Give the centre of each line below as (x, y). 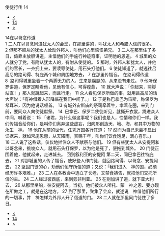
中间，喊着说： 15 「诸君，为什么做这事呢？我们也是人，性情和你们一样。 (79, 118)
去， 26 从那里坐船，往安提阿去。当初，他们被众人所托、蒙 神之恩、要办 (80, 185)
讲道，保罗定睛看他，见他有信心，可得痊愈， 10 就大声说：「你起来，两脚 (82, 87)
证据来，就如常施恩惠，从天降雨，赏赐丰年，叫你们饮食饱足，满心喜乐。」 (79, 136)
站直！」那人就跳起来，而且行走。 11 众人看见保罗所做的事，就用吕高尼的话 (81, 93)
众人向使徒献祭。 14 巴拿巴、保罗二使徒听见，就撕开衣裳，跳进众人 (91, 111)
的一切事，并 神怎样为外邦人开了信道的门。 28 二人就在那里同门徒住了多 (80, 197)
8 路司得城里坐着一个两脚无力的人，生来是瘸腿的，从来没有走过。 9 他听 (79, 81)
